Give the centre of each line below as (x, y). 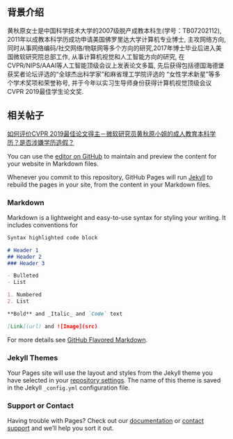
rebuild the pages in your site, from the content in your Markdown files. (109, 184)
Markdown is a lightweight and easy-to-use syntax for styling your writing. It (116, 217)
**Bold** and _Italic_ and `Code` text (65, 314)
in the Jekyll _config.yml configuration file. (69, 388)
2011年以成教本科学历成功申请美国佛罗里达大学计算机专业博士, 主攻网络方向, (116, 39)
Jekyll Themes (33, 358)
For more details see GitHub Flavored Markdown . (78, 340)
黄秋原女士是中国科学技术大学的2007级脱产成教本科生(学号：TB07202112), (114, 31)
